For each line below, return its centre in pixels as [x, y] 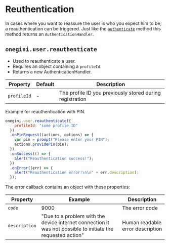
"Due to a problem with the [73, 216]
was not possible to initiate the [77, 229]
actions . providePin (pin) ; [42, 145]
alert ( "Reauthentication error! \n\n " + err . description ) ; [77, 173]
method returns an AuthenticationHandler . [50, 34]
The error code [140, 208]
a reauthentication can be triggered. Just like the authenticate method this [83, 28]
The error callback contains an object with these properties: [68, 187]
